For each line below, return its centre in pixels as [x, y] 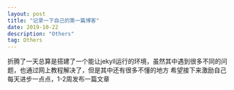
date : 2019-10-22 [33, 27]
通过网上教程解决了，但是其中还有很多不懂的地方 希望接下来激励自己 [126, 70]
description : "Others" [41, 34]
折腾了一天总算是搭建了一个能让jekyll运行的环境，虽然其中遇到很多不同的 [114, 62]
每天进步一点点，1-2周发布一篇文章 [58, 79]
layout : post [27, 14]
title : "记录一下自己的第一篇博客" [54, 21]
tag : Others [25, 40]
